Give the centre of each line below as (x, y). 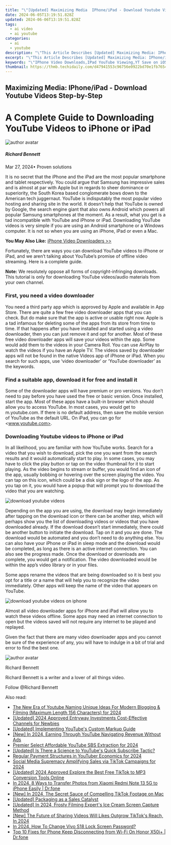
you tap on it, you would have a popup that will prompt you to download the (84, 486)
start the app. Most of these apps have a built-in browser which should (80, 402)
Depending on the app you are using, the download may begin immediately (84, 511)
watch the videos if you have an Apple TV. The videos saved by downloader (85, 350)
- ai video (21, 29)
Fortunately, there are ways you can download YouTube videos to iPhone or (84, 251)
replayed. (15, 627)
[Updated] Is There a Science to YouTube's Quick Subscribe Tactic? (84, 751)
